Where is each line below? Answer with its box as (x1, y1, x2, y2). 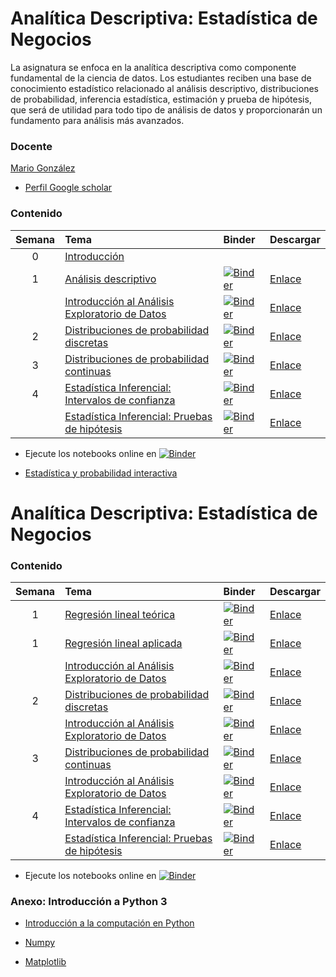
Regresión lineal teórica (64, 608, 176, 622)
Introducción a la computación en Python (24, 917, 195, 929)
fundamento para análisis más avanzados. (10, 114, 185, 126)
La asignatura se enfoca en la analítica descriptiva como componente (10, 61, 297, 73)
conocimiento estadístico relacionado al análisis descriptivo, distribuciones (10, 82, 319, 94)
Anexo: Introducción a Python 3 (10, 894, 168, 908)
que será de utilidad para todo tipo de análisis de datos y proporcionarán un (10, 103, 323, 116)
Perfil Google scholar (24, 182, 113, 194)
